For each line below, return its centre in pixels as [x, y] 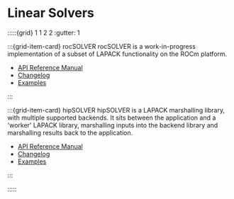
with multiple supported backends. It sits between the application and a [112, 118]
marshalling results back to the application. [70, 132]
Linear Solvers [51, 13]
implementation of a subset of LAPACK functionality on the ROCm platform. [117, 54]
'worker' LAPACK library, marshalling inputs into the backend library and [113, 125]
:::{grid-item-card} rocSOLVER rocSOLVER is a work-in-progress [102, 46]
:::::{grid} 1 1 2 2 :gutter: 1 [44, 33]
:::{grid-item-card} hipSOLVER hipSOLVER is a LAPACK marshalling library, [116, 110]
